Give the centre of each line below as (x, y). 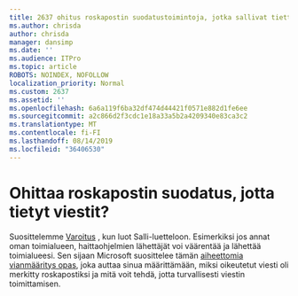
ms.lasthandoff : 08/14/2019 (61, 141)
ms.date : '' (31, 51)
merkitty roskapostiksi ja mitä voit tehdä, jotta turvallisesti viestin (127, 274)
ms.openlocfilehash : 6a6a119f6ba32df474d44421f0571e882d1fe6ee (129, 108)
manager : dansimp (41, 42)
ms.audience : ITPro (45, 58)
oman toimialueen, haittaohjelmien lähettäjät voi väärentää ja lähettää (135, 245)
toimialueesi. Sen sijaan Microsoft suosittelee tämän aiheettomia (126, 255)
